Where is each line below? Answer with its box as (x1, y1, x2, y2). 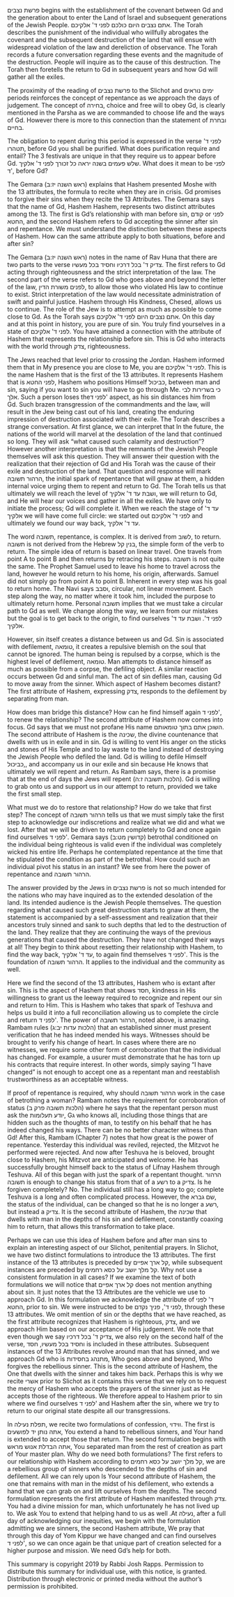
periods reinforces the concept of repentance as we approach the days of (7, 94, 219, 102)
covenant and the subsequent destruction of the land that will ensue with (7, 36, 217, 44)
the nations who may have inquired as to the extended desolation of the (7, 891, 213, 899)
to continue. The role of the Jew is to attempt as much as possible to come (7, 305, 222, 313)
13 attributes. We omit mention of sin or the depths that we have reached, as (7, 1310, 226, 1318)
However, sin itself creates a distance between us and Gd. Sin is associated (7, 635, 224, 643)
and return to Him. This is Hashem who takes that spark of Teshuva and (7, 1001, 213, 1009)
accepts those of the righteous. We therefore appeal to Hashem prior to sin (7, 1392, 223, 1400)
